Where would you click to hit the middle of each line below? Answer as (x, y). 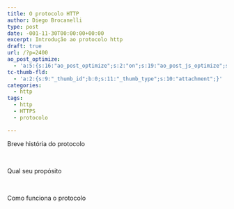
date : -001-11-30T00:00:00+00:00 (56, 33)
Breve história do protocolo (46, 143)
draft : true (24, 46)
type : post (23, 27)
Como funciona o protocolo (47, 198)
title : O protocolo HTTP (43, 14)
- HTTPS (25, 111)
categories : (24, 85)
